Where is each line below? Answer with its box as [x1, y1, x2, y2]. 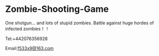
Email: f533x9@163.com [5, 45, 54, 51]
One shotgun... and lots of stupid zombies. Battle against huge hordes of [5, 20, 154, 26]
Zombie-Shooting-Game [5, 3, 109, 15]
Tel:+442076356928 [5, 36, 48, 42]
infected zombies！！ [5, 26, 50, 32]
